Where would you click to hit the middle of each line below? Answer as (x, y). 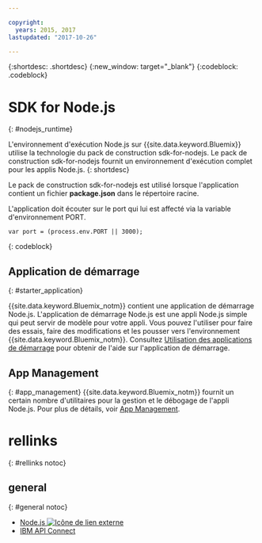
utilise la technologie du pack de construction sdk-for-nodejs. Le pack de (128, 153)
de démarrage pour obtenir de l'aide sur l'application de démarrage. (119, 348)
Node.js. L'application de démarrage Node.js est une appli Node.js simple (128, 315)
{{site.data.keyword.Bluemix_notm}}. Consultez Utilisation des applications (130, 340)
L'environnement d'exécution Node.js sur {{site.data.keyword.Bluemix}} (125, 144)
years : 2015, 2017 (46, 30)
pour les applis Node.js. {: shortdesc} (69, 170)
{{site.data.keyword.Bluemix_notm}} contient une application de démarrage (131, 306)
